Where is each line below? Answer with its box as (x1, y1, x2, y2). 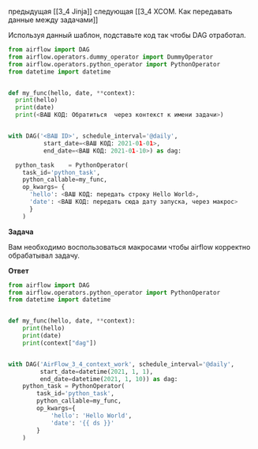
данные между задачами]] (8, 15, 99, 25)
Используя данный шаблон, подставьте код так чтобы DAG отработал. (8, 31, 246, 40)
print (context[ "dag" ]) (22, 339, 97, 347)
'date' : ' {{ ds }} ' (50, 419, 114, 427)
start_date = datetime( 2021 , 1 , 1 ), (39, 368, 154, 375)
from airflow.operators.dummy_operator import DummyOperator (8, 53, 214, 61)
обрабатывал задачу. (8, 251, 80, 260)
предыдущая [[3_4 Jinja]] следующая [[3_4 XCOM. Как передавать (8, 7, 233, 16)
